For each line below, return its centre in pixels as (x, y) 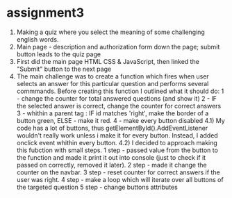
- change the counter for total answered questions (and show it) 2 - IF (116, 98)
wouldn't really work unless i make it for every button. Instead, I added (117, 135)
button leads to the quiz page (59, 54)
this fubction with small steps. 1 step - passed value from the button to (117, 150)
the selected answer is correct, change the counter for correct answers (119, 106)
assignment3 (45, 13)
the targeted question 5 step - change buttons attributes (97, 187)
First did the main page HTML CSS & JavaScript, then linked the (108, 61)
